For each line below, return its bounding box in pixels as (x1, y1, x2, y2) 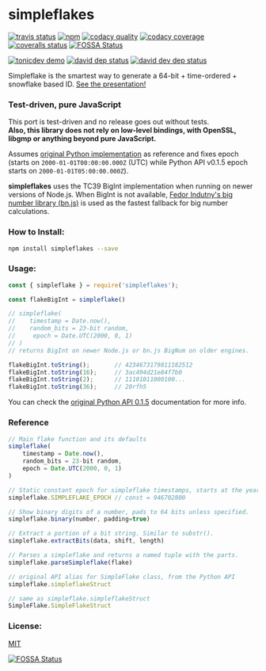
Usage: (8, 263, 37, 274)
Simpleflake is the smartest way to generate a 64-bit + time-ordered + (8, 71, 237, 80)
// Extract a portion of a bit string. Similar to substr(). (8, 529, 215, 538)
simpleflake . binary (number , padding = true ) (8, 515, 150, 524)
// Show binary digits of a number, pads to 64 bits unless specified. (8, 508, 249, 516)
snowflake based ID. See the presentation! (8, 79, 146, 89)
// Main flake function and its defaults (8, 435, 147, 443)
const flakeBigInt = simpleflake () (8, 295, 126, 303)
